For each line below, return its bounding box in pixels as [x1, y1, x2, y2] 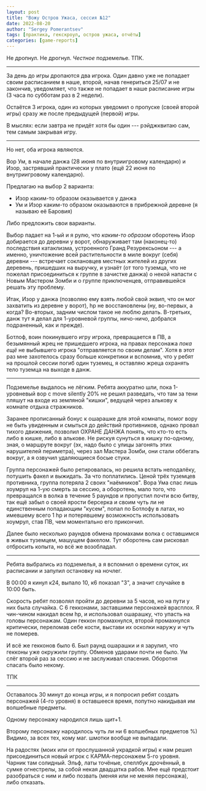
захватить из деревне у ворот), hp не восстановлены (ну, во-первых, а [6, 302, 193, 309]
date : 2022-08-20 [6, 20, 51, 26]
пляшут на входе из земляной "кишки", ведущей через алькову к [6, 397, 178, 403]
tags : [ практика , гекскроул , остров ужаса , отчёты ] [6, 32, 141, 38]
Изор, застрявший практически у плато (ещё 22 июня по [6, 164, 156, 172]
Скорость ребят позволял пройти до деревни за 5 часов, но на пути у [6, 597, 190, 605]
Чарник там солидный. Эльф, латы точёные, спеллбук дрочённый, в [6, 759, 186, 766]
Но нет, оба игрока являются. [6, 146, 84, 153]
